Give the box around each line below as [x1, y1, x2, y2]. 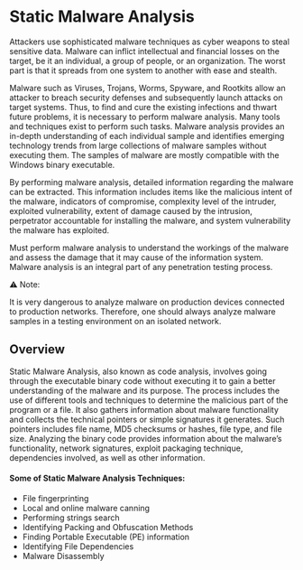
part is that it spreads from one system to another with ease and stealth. [9, 65, 278, 76]
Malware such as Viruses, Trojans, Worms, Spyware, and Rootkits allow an [9, 82, 286, 93]
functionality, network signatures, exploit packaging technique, [9, 443, 243, 453]
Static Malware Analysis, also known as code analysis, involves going [9, 366, 268, 377]
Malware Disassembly [22, 550, 106, 561]
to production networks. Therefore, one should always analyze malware [9, 305, 277, 317]
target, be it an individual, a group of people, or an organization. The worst [9, 55, 286, 66]
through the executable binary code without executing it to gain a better [9, 375, 276, 386]
